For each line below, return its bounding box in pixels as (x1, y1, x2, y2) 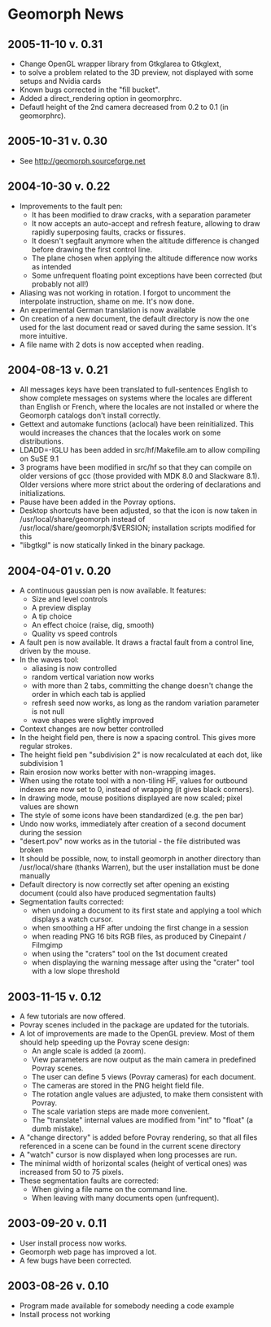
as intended (31, 261, 72, 271)
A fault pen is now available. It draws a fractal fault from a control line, (19, 637, 255, 647)
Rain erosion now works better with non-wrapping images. (19, 767, 216, 777)
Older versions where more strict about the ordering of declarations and (19, 480, 261, 489)
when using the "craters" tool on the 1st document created (31, 949, 229, 959)
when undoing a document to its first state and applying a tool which (31, 905, 262, 916)
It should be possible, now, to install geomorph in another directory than (19, 854, 261, 864)
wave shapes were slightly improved (31, 716, 155, 725)
